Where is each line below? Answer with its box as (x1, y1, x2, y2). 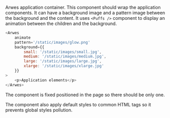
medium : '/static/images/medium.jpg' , (24, 54, 107, 59)
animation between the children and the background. (5, 20, 117, 26)
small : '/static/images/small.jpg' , (24, 49, 102, 54)
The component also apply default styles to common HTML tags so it (5, 101, 151, 107)
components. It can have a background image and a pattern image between (5, 10, 165, 16)
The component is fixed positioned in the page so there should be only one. (5, 92, 165, 98)
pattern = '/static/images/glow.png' (14, 40, 91, 45)
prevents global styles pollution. (5, 107, 73, 113)
